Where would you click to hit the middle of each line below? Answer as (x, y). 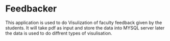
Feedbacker (31, 9)
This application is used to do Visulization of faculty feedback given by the (84, 22)
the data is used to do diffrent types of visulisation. (59, 33)
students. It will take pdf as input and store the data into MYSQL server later (85, 27)
